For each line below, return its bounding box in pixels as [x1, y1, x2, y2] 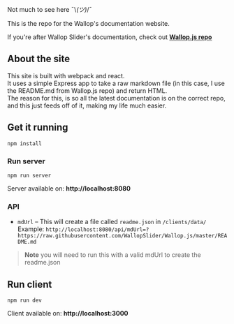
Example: [17, 225, 45, 233]
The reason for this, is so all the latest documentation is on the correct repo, [7, 94, 226, 102]
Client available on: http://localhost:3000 [7, 309, 129, 318]
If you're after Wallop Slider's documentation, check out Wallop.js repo [7, 33, 212, 41]
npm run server [7, 172, 52, 179]
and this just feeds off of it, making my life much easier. [7, 101, 167, 110]
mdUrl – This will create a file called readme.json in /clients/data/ [17, 218, 207, 226]
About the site [7, 53, 71, 65]
